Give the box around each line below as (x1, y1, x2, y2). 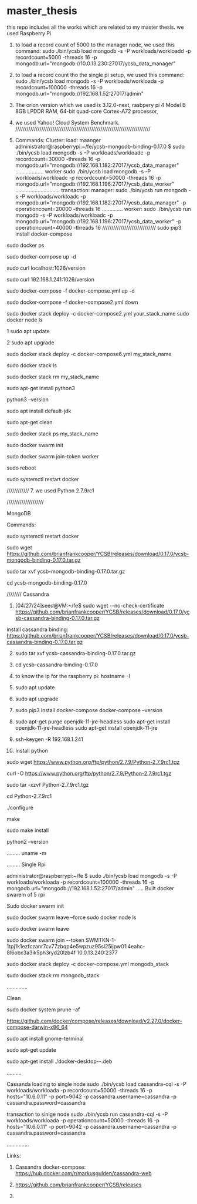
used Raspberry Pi (6, 29, 52, 36)
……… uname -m (6, 849, 46, 856)
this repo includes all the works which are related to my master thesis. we (6, 24, 184, 31)
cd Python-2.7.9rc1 (6, 792, 52, 800)
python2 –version (6, 838, 49, 845)
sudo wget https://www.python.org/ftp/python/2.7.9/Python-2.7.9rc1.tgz (6, 758, 180, 765)
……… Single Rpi (6, 861, 46, 868)
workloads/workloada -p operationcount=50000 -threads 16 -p (6, 1116, 160, 1123)
